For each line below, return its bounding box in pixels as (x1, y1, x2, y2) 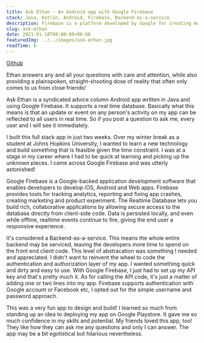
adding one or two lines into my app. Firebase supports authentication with (6, 279, 194, 287)
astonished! (6, 165, 36, 173)
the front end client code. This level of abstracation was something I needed (6, 247, 197, 254)
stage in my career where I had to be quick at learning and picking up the (6, 152, 189, 160)
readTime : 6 (6, 43, 36, 49)
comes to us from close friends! (6, 84, 86, 91)
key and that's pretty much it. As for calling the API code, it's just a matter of (6, 273, 197, 280)
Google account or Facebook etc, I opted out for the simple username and (6, 286, 192, 293)
